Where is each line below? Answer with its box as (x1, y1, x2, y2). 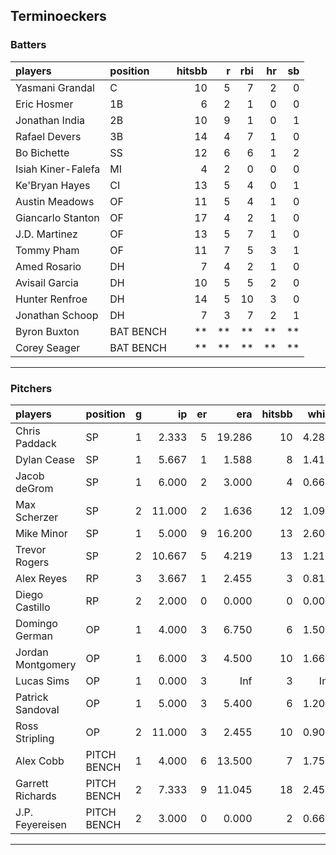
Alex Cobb (15, 754, 65, 768)
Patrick (15, 690, 49, 704)
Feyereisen (15, 817, 68, 831)
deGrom (15, 481, 54, 495)
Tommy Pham (15, 243, 80, 257)
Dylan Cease (15, 452, 76, 466)
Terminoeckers (10, 8, 107, 25)
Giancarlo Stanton (15, 210, 100, 224)
